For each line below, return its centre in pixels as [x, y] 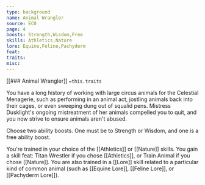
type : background [28, 12]
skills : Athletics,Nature [39, 40]
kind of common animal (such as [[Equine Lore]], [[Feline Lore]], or [90, 168]
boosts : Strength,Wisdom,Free [45, 35]
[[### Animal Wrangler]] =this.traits [54, 81]
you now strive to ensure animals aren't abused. [67, 119]
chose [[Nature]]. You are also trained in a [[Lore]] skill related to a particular [103, 162]
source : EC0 [21, 23]
